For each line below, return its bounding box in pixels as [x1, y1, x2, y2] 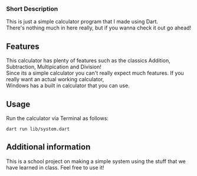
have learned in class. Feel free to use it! [6, 164, 104, 171]
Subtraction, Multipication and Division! [6, 64, 102, 71]
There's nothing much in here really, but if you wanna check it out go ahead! [6, 24, 192, 31]
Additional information [6, 142, 91, 152]
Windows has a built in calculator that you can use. [6, 82, 130, 89]
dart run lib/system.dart [6, 126, 70, 132]
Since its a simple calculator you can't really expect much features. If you [6, 69, 184, 77]
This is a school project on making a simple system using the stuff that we [6, 158, 186, 165]
